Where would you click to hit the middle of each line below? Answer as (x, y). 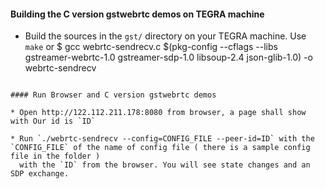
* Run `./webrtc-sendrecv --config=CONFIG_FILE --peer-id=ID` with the (162, 139)
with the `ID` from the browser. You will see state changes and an (165, 165)
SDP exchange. (40, 174)
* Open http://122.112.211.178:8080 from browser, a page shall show (158, 113)
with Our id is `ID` (53, 121)
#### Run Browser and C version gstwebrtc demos (113, 95)
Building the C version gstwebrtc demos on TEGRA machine (137, 14)
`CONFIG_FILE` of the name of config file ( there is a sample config (160, 148)
